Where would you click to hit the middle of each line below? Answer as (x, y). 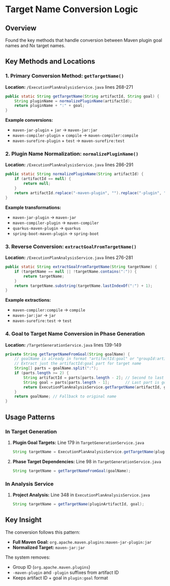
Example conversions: (29, 120)
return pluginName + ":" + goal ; (50, 106)
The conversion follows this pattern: (43, 532)
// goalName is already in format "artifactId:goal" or (75, 359)
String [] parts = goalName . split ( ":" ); (56, 369)
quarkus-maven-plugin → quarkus (47, 228)
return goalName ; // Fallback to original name (65, 396)
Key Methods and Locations (50, 62)
